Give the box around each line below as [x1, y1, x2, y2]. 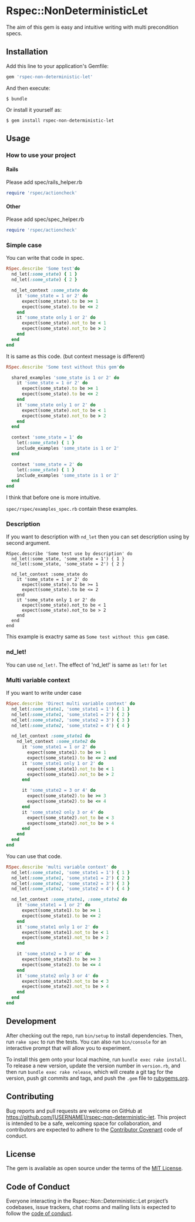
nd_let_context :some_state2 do [16, 739, 96, 745]
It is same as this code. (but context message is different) [6, 353, 145, 360]
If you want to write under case [6, 689, 82, 697]
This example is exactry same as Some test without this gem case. [6, 633, 170, 640]
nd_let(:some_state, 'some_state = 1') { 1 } [11, 556, 125, 562]
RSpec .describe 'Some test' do [6, 266, 80, 272]
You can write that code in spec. [6, 255, 85, 262]
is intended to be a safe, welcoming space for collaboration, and [6, 1120, 162, 1127]
